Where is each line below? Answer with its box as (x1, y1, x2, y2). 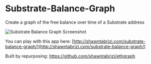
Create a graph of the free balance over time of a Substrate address (5, 19, 145, 25)
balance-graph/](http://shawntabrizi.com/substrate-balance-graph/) (5, 43, 146, 49)
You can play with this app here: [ (5, 38, 74, 44)
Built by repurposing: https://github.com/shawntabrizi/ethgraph (5, 53, 136, 59)
